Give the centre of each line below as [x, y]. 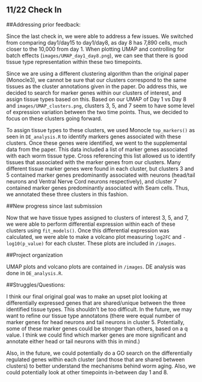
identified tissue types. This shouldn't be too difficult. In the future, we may [99, 309]
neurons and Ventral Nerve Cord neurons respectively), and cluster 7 [92, 181]
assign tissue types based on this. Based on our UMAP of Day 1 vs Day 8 [96, 99]
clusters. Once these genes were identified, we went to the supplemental [97, 143]
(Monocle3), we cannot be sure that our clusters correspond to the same [96, 80]
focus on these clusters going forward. [54, 118]
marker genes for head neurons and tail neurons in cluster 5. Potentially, [96, 322]
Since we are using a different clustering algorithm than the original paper [97, 73]
